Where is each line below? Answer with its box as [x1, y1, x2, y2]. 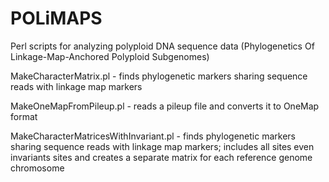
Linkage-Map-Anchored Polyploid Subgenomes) [10, 50, 210, 62]
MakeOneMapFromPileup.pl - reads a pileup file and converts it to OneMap [10, 100, 320, 112]
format [10, 110, 38, 122]
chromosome [10, 162, 65, 174]
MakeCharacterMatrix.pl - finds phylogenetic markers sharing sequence [10, 70, 308, 82]
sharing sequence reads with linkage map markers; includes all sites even [10, 140, 315, 152]
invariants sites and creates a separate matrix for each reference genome [10, 151, 313, 163]
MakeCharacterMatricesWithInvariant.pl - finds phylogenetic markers [10, 130, 296, 142]
